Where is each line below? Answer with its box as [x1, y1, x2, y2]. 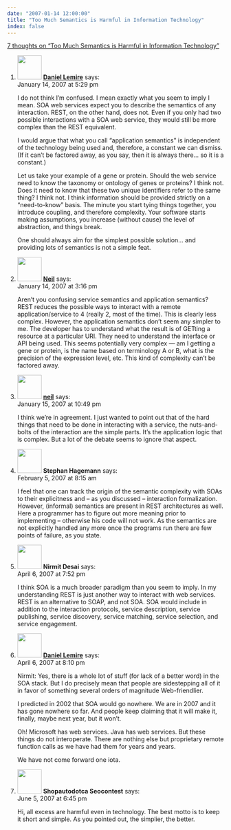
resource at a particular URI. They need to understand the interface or [16, 332, 215, 341]
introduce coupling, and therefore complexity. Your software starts [16, 208, 206, 217]
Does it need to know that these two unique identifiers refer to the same [16, 187, 221, 195]
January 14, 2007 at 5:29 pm [16, 81, 99, 89]
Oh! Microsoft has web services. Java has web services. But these [16, 727, 206, 736]
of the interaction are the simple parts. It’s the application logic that [33, 428, 223, 436]
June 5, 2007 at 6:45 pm [16, 794, 87, 802]
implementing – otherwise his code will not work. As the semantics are [16, 517, 217, 525]
